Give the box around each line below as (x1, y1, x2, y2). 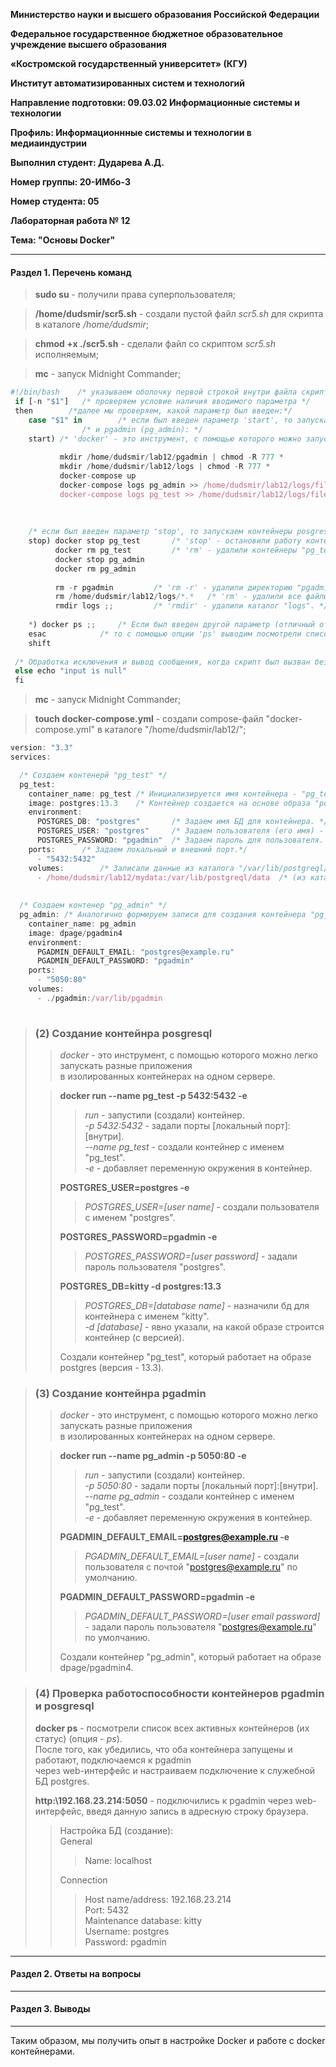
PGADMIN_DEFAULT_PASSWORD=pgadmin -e (59, 1591, 256, 1603)
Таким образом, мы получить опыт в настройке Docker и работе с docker (10, 2035, 326, 2046)
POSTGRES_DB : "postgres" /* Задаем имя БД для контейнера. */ (36, 817, 329, 827)
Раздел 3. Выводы (10, 2003, 91, 2015)
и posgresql (34, 1699, 95, 1713)
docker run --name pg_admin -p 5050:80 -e (59, 1450, 247, 1462)
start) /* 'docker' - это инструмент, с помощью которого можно (28, 434, 302, 444)
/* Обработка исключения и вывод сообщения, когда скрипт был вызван (14, 657, 311, 667)
